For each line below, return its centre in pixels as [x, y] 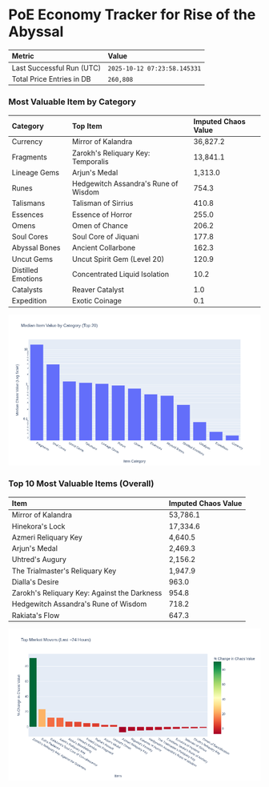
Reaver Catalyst [98, 290]
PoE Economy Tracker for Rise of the [132, 15]
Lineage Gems [36, 172]
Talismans [28, 203]
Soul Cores [30, 237]
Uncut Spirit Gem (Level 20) [118, 259]
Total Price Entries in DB [51, 78]
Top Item [87, 126]
